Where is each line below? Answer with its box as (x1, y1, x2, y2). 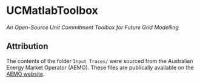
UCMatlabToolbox (6, 4, 99, 18)
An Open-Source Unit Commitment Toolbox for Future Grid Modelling (6, 24, 179, 31)
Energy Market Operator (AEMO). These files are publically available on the (6, 64, 194, 71)
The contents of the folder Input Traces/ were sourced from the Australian (6, 57, 193, 64)
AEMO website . (6, 70, 45, 78)
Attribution (6, 41, 48, 51)
